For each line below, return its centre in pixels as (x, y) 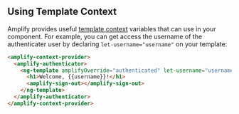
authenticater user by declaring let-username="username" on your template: (117, 44)
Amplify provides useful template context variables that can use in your (112, 28)
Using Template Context (62, 12)
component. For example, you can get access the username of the (105, 36)
